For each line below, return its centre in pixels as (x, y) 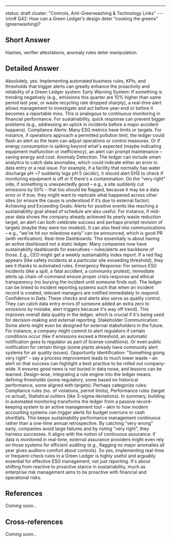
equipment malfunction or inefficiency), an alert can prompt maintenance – (84, 151)
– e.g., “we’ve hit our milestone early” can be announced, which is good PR (84, 233)
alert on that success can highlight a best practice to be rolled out (74, 363)
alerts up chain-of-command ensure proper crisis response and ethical (80, 276)
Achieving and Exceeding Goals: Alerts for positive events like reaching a (82, 206)
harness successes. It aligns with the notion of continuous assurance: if (80, 434)
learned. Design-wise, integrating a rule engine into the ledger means (78, 374)
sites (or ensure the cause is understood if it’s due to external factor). (78, 200)
